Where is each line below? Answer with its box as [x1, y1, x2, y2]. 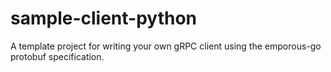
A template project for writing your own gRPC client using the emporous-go [10, 40, 322, 52]
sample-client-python [10, 7, 197, 30]
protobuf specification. [10, 50, 105, 62]
